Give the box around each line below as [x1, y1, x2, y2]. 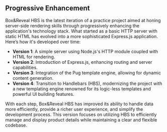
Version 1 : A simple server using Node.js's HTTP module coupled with [12, 48, 158, 54]
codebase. [5, 122, 28, 128]
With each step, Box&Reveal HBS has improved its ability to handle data [5, 100, 153, 107]
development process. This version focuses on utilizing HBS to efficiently [5, 111, 157, 117]
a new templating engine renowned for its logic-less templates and [12, 85, 151, 92]
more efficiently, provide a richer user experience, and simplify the [5, 106, 143, 112]
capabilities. [12, 64, 38, 70]
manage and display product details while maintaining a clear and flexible [5, 116, 157, 122]
